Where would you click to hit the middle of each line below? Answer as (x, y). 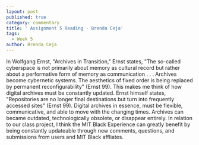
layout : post (22, 12)
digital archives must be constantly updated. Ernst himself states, (86, 93)
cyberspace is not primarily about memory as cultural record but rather (93, 67)
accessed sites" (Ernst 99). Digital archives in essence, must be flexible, (94, 105)
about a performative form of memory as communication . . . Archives (91, 74)
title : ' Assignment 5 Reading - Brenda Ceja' (65, 28)
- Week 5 (22, 39)
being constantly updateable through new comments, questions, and (90, 130)
